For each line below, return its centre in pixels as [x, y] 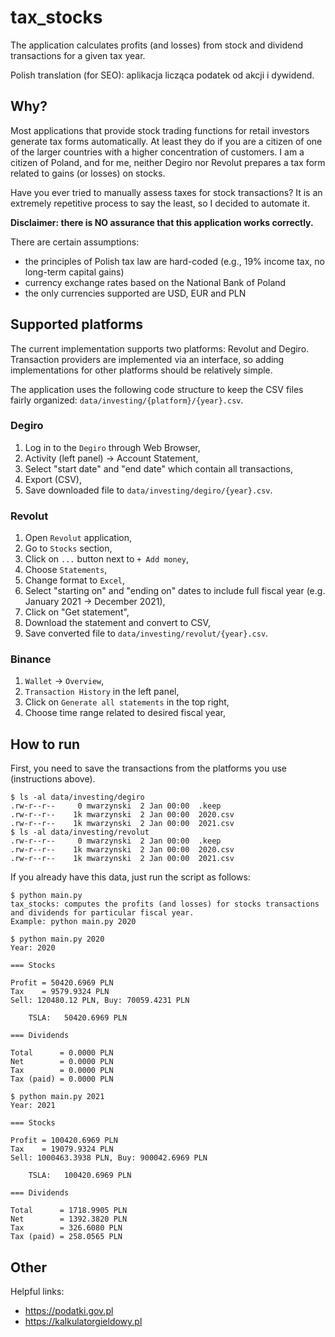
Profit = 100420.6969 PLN [64, 1141]
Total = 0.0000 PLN [62, 1053]
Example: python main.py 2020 [73, 922]
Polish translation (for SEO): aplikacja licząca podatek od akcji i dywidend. [162, 75]
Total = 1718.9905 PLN [69, 1211]
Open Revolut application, [78, 538]
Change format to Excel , [75, 580]
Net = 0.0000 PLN [62, 1062]
